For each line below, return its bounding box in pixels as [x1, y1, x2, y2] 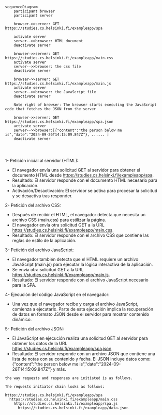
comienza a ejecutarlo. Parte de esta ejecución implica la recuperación [12, 306, 154, 312]
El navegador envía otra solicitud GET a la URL [12, 222, 105, 228]
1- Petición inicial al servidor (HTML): [5, 158, 79, 163]
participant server [14, 13, 53, 18]
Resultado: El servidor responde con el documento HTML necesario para [12, 177, 158, 183]
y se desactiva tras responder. [12, 193, 73, 199]
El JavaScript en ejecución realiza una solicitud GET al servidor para [12, 335, 148, 341]
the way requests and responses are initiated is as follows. [5, 376, 133, 380]
